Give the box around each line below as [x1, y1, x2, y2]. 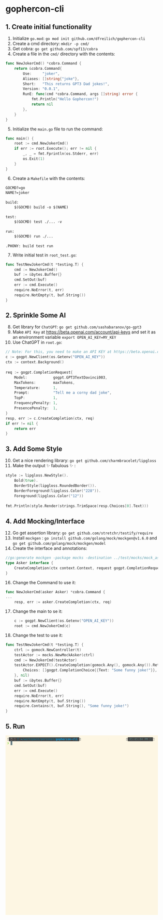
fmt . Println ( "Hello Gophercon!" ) [31, 97, 99, 102]
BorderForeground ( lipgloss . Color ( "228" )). [14, 488, 101, 493]
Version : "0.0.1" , [23, 86, 60, 92]
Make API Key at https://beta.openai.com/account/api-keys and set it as [12, 329, 156, 335]
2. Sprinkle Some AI [5, 311, 66, 319]
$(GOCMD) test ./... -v [14, 219, 62, 224]
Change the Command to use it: [12, 579, 76, 585]
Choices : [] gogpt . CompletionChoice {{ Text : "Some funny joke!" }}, [23, 668, 158, 673]
